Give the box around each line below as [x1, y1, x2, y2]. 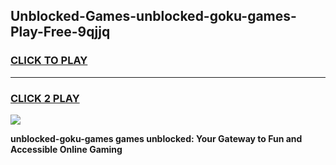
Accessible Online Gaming [10, 143, 123, 155]
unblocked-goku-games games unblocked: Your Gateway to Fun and [10, 132, 303, 144]
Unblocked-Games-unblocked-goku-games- [10, 8, 297, 25]
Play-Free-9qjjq [10, 24, 111, 41]
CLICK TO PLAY [10, 54, 88, 68]
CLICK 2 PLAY [10, 91, 80, 105]
